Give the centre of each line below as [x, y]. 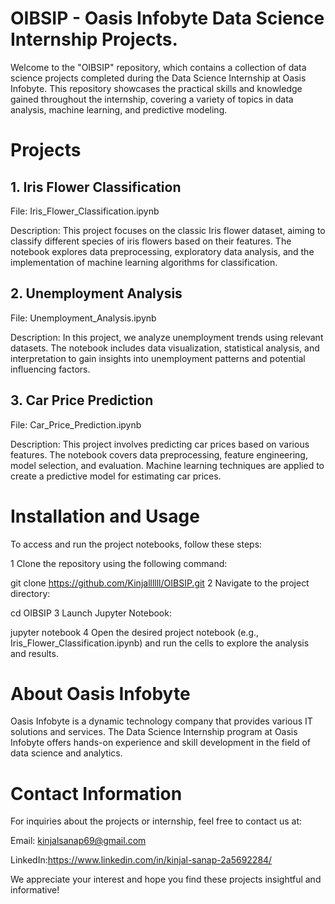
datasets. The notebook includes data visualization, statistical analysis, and [165, 348]
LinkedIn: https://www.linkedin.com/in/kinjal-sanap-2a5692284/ [141, 860]
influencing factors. [50, 369]
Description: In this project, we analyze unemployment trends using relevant [167, 337]
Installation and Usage [105, 516]
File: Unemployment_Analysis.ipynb [83, 318]
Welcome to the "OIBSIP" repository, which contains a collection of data [158, 67]
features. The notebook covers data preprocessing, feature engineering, [159, 454]
